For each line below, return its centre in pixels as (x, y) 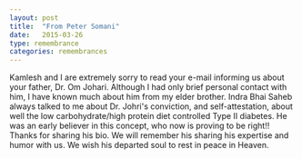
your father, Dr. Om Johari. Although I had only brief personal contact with (148, 87)
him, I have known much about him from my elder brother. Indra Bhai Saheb (151, 97)
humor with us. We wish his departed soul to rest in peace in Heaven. (139, 145)
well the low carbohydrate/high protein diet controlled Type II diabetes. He (149, 116)
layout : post (34, 18)
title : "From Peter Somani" (65, 26)
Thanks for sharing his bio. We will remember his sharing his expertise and (149, 135)
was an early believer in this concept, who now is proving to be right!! (140, 126)
